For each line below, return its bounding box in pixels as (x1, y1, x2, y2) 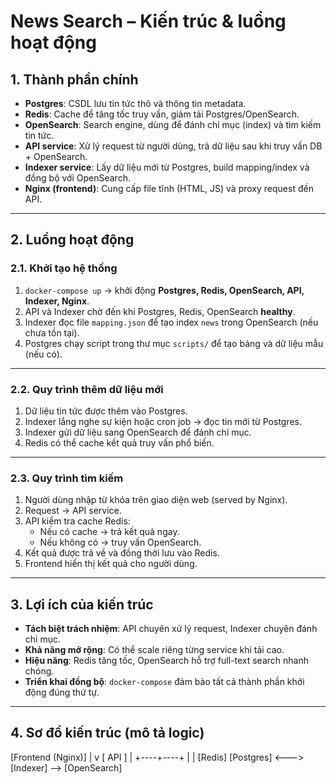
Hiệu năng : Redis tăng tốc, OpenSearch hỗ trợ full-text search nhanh (24, 655, 309, 667)
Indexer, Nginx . (24, 295, 90, 307)
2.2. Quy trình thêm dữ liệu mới (10, 382, 164, 396)
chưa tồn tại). (24, 326, 80, 339)
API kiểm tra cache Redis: (24, 515, 131, 527)
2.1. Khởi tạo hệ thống (10, 261, 118, 275)
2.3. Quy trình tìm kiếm (10, 471, 124, 485)
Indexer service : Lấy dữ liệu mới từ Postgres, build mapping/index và (24, 161, 310, 173)
